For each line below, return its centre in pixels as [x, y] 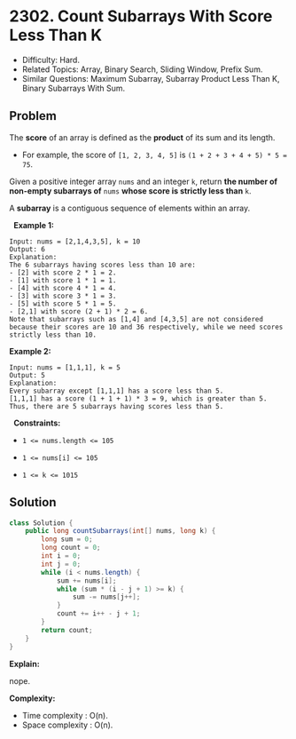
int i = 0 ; [61, 556]
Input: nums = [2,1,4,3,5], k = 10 [75, 242]
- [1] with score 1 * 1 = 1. [63, 280]
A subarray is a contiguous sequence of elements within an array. [130, 208]
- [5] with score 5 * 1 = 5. [63, 304]
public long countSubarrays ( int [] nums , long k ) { [121, 531]
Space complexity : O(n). [67, 725]
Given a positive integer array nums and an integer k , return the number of [143, 181]
